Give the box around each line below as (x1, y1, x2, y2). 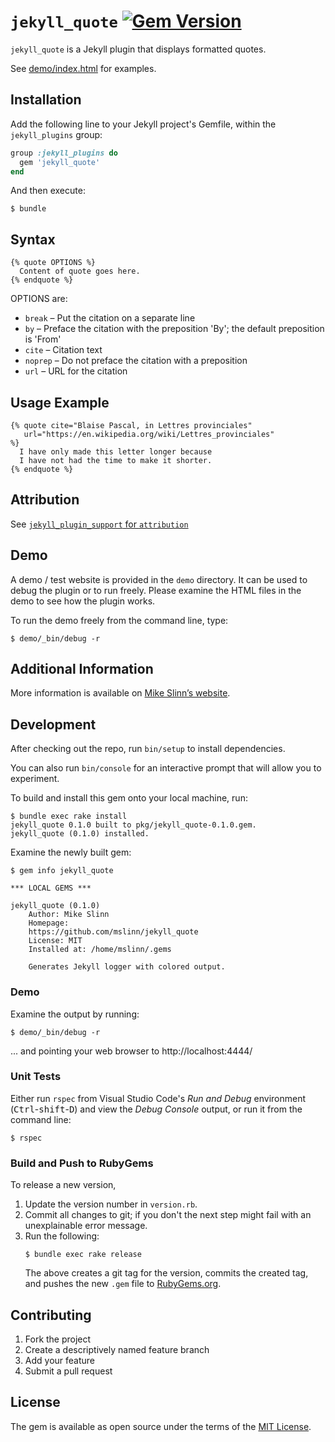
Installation (10, 91, 82, 109)
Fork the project (24, 1333, 92, 1345)
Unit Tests (10, 1070, 62, 1084)
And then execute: (10, 185, 86, 197)
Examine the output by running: (10, 1008, 140, 1020)
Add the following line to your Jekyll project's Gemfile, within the (10, 118, 277, 130)
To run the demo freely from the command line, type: (10, 614, 229, 626)
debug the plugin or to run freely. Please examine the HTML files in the (10, 584, 302, 596)
